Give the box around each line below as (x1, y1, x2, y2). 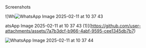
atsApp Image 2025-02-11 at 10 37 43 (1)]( (5, 23, 91, 29)
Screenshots (5, 4, 31, 10)
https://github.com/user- (90, 23, 141, 29)
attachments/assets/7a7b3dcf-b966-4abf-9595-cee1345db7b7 (5, 28, 134, 33)
